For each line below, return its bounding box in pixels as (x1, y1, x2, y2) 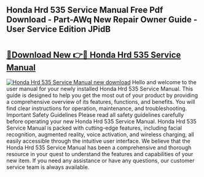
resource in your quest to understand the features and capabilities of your (6, 151, 194, 157)
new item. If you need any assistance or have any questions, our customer (6, 157, 195, 164)
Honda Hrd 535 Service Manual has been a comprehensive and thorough (6, 144, 192, 151)
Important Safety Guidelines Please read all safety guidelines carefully (6, 111, 184, 119)
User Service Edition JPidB (6, 24, 111, 34)
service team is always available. (6, 163, 90, 171)
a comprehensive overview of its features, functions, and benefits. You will (6, 98, 195, 105)
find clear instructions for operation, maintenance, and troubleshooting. (6, 104, 187, 112)
